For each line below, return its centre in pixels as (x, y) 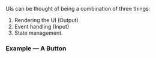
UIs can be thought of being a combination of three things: (78, 9)
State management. (39, 33)
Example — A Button (36, 48)
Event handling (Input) (42, 27)
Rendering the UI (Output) (46, 20)
